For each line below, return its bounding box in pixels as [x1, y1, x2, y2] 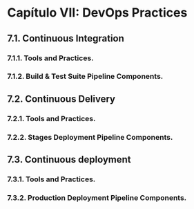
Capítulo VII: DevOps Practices [7, 5, 188, 21]
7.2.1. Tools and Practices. [7, 113, 96, 123]
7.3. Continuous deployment [7, 154, 131, 165]
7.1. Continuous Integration [7, 33, 124, 44]
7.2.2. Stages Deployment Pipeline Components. [7, 132, 173, 142]
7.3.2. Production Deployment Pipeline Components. [7, 192, 187, 202]
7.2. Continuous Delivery [7, 93, 116, 104]
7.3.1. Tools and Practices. [7, 174, 96, 184]
